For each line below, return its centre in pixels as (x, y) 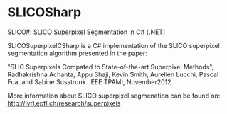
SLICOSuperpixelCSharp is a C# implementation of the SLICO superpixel (114, 45)
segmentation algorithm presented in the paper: (77, 53)
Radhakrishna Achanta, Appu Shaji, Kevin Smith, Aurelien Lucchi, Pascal (113, 74)
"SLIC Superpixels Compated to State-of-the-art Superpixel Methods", (111, 67)
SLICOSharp (44, 12)
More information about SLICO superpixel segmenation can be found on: (114, 96)
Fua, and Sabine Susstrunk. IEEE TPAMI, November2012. (90, 81)
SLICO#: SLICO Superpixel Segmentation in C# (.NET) (86, 32)
